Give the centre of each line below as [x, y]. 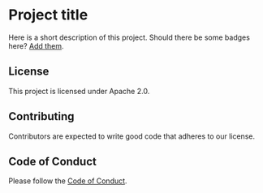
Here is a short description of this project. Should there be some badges [129, 37]
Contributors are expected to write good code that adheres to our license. [132, 136]
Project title [48, 15]
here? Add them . [36, 45]
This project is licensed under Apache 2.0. [79, 91]
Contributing [41, 116]
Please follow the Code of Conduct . [68, 181]
